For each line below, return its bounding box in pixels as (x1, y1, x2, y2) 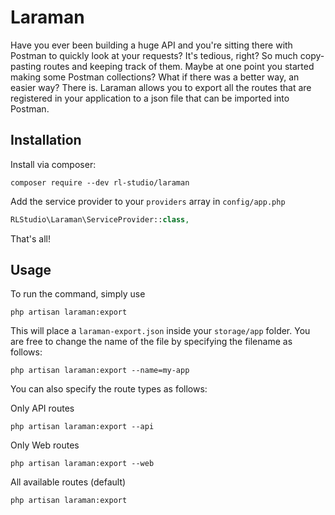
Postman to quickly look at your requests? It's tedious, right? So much (10, 49, 298, 61)
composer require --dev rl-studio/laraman (10, 177, 190, 188)
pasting (10, 60, 42, 72)
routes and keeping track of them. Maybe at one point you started (43, 60, 315, 72)
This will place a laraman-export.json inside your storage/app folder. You (10, 325, 311, 337)
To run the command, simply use (10, 288, 146, 300)
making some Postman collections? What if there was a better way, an (10, 71, 300, 83)
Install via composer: (10, 158, 97, 170)
